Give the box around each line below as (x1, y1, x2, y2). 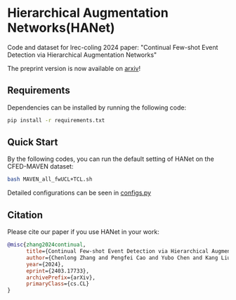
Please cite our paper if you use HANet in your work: (7, 228, 159, 236)
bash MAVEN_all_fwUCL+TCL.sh (7, 176, 93, 183)
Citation (7, 209, 44, 221)
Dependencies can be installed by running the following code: (7, 103, 187, 112)
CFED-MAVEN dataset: (7, 162, 74, 171)
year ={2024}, (25, 261, 65, 268)
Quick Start (7, 136, 58, 148)
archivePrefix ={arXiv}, (25, 274, 96, 281)
